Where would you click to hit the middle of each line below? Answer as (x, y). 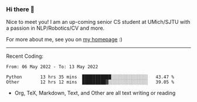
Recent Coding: (25, 56)
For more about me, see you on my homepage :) (64, 40)
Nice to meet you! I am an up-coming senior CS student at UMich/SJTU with (98, 22)
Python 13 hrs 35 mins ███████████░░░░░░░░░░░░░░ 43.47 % (90, 77)
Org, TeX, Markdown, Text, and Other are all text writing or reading (95, 93)
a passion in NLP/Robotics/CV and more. (55, 28)
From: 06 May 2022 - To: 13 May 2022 (52, 67)
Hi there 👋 (21, 9)
